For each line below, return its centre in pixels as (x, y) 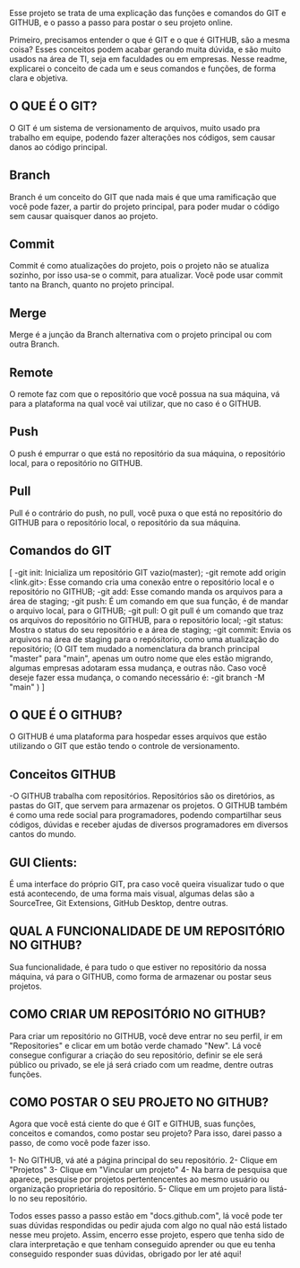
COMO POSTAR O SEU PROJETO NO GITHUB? (139, 1102)
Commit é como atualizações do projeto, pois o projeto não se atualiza (139, 266)
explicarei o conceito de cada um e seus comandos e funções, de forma (142, 68)
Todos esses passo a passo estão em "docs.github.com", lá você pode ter (146, 1216)
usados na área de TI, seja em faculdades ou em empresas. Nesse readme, (149, 59)
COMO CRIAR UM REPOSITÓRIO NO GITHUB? (137, 1014)
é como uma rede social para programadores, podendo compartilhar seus (146, 815)
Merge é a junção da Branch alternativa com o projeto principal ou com (141, 335)
